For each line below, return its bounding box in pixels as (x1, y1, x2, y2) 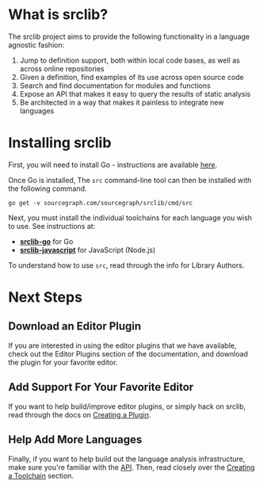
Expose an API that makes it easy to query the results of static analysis (19, 89, 251, 98)
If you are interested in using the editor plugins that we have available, (8, 341, 237, 350)
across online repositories (19, 63, 105, 73)
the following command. (8, 184, 87, 193)
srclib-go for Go (19, 236, 74, 246)
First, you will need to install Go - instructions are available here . (8, 160, 218, 170)
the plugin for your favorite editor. (8, 357, 118, 367)
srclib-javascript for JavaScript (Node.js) (19, 245, 156, 254)
